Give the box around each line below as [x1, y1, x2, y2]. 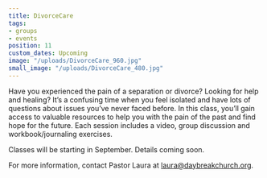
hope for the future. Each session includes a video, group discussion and [8, 120, 251, 130]
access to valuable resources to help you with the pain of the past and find [8, 112, 256, 122]
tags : [8, 19, 27, 27]
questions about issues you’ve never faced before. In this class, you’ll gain [8, 103, 256, 113]
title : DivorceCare [8, 11, 74, 20]
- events [8, 34, 38, 43]
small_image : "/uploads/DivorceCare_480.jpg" [8, 64, 163, 72]
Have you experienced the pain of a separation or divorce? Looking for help [8, 86, 259, 96]
